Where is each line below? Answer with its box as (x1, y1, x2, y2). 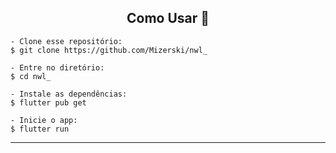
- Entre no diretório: (10, 62, 105, 73)
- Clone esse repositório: (10, 36, 123, 46)
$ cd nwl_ (10, 71, 52, 81)
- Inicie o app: (10, 115, 78, 125)
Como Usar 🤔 (126, 10, 210, 27)
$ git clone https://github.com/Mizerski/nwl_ (10, 45, 208, 55)
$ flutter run (10, 124, 70, 134)
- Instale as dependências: (10, 89, 128, 99)
